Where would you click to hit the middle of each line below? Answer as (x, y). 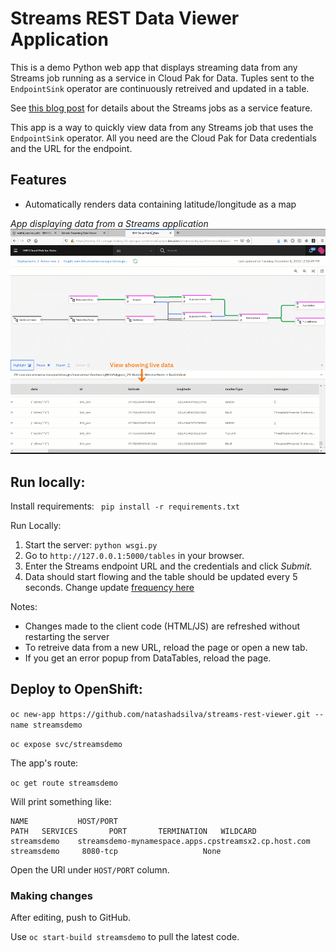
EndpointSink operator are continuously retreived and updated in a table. (160, 88)
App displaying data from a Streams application (109, 223)
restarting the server (67, 636)
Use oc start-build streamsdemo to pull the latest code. (125, 937)
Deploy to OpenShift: (76, 689)
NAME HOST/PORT (64, 821)
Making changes (51, 895)
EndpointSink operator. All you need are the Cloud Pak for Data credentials (163, 138)
